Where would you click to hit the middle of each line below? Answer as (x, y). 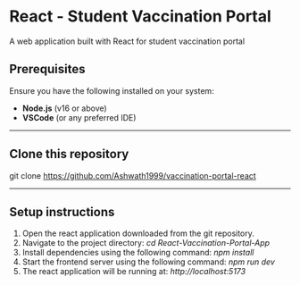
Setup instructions (62, 212)
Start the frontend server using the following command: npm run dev (148, 262)
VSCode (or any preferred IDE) (79, 117)
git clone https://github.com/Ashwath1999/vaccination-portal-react (133, 175)
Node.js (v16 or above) (64, 108)
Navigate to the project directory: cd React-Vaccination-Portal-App (146, 243)
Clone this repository (69, 154)
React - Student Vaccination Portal (141, 17)
